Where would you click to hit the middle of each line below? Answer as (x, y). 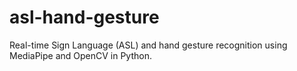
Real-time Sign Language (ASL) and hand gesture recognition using (148, 45)
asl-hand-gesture (84, 17)
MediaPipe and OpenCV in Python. (80, 55)
